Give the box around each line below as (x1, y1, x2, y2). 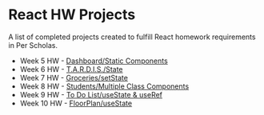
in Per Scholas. (8, 40, 58, 50)
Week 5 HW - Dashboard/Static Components (19, 56, 168, 65)
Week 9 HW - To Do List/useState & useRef (19, 89, 162, 99)
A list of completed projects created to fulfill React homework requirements (8, 32, 256, 42)
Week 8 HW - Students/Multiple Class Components (19, 81, 190, 91)
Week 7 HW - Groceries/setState (19, 73, 128, 82)
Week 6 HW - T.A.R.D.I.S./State (19, 64, 123, 73)
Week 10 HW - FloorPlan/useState (19, 98, 133, 108)
